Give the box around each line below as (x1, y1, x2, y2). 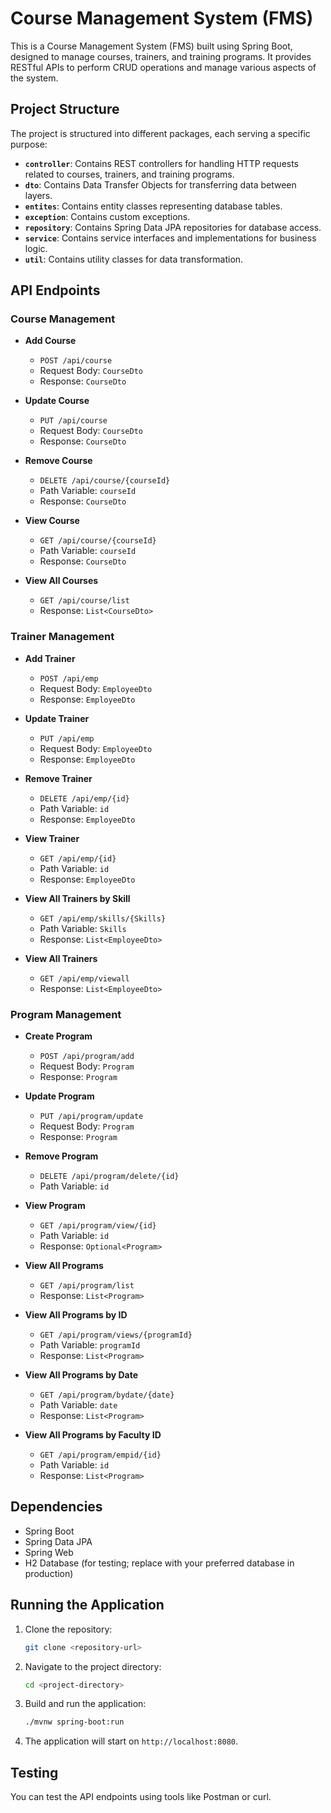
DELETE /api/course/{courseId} (39, 476, 171, 486)
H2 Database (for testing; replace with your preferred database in (24, 1557, 295, 1569)
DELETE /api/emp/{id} (39, 793, 130, 804)
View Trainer (24, 832, 80, 844)
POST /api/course (39, 356, 113, 366)
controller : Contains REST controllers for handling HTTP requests (24, 157, 300, 169)
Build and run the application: (24, 1698, 147, 1710)
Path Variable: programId (39, 1339, 141, 1351)
